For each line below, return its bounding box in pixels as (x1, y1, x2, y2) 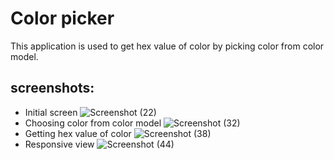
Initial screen (24, 106, 78, 118)
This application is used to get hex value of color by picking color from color (10, 40, 325, 52)
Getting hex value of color (24, 127, 132, 139)
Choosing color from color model (24, 117, 162, 129)
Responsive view (24, 138, 95, 150)
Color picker (10, 7, 115, 30)
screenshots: (10, 80, 95, 97)
